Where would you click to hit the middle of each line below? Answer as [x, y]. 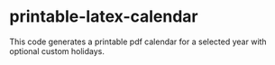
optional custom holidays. [57, 51]
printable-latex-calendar [104, 17]
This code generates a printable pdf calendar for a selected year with [138, 42]
